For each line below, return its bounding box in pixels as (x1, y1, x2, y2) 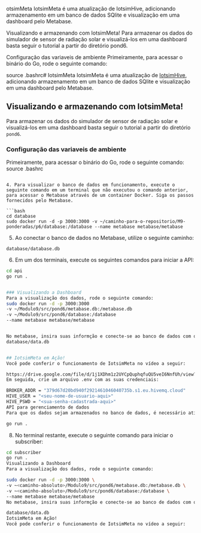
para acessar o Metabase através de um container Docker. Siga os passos (6, 193, 194, 199)
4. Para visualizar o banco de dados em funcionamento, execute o (6, 182, 175, 188)
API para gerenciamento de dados (6, 404, 90, 410)
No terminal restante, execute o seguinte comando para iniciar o (14, 431, 173, 438)
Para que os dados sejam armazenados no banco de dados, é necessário (6, 410, 186, 416)
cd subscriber (6, 449, 42, 455)
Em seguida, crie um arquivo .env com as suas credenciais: (6, 377, 160, 383)
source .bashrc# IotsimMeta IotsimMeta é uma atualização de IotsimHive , (6, 72, 187, 78)
